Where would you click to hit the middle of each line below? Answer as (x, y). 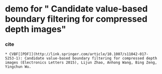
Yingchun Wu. (18, 67)
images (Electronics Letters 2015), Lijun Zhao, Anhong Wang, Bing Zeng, (81, 63)
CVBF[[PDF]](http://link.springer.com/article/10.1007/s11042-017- (79, 54)
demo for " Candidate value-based (76, 9)
